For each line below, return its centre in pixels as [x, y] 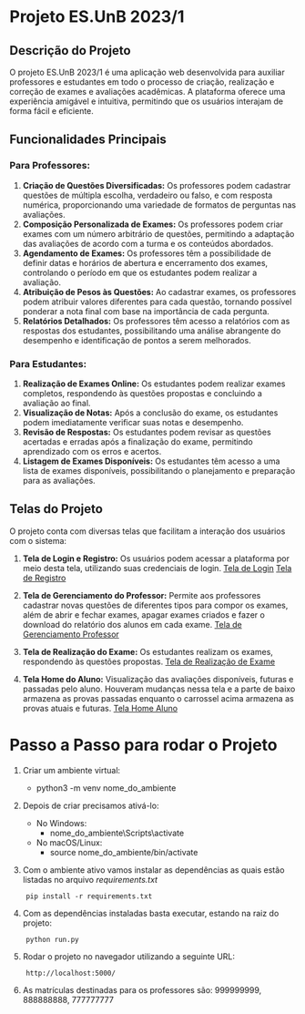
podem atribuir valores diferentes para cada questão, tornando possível [157, 302]
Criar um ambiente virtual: [71, 770]
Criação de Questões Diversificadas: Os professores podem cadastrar [157, 185]
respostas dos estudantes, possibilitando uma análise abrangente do [152, 331]
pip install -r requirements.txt [89, 896]
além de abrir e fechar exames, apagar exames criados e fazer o [144, 615]
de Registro [44, 578]
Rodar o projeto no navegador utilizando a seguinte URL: [128, 956]
